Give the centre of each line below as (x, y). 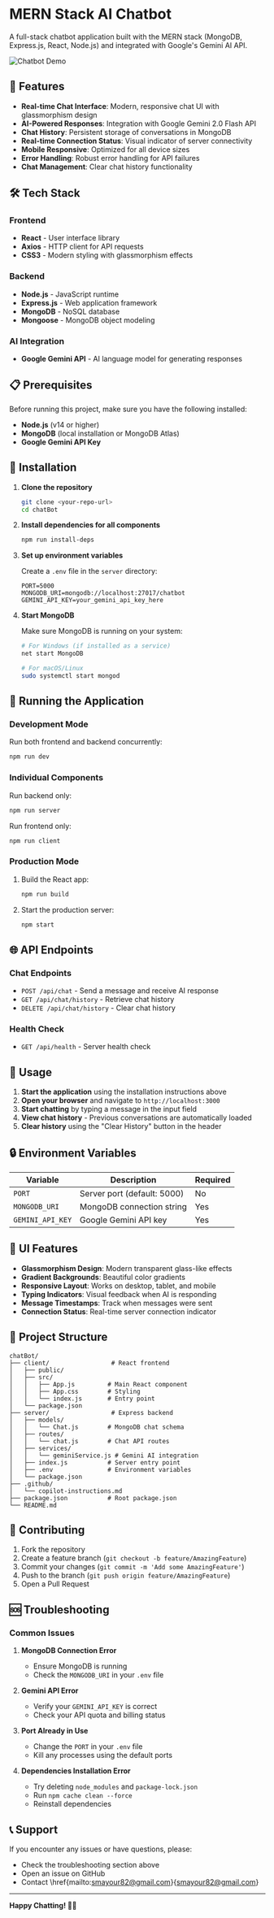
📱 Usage (30, 1072)
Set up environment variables (72, 555)
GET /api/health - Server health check (86, 1047)
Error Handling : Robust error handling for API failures (110, 158)
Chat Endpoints (41, 973)
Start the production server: (67, 909)
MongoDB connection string (133, 1207)
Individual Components (57, 778)
